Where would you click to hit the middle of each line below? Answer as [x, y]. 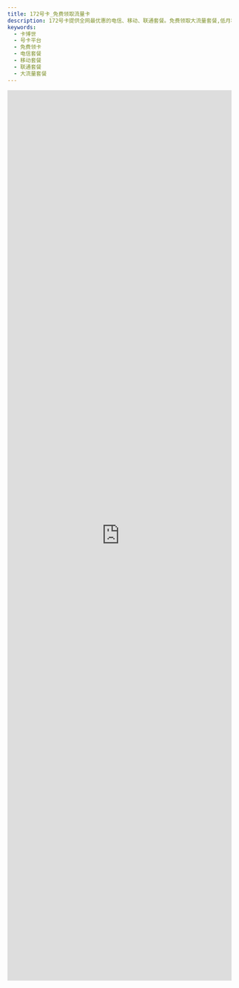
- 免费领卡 [28, 47]
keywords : [22, 27]
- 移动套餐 [28, 61]
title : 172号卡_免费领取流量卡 [49, 14]
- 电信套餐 [28, 54]
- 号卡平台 [28, 41]
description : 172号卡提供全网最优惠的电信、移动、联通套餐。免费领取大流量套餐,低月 [119, 21]
